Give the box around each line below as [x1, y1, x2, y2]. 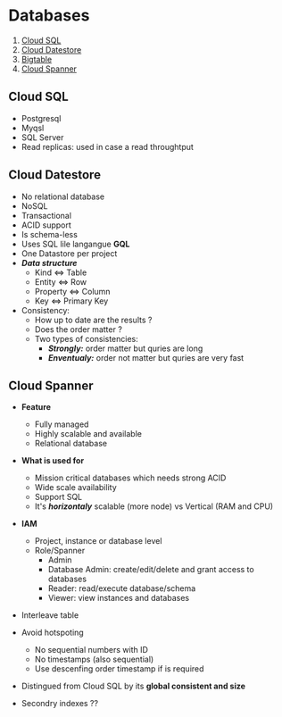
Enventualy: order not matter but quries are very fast [47, 352, 245, 363]
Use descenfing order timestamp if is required [34, 663, 204, 674]
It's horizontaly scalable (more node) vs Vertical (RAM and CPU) [34, 501, 274, 512]
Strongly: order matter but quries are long [47, 343, 203, 354]
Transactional [21, 210, 72, 221]
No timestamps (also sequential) [34, 654, 154, 665]
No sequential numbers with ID [34, 645, 149, 655]
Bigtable [21, 54, 53, 64]
